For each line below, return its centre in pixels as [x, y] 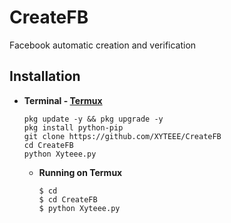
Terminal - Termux [63, 100]
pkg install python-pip [73, 127]
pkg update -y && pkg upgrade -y [93, 119]
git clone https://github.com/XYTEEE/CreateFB [122, 136]
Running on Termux [80, 172]
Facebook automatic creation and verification [103, 45]
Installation [45, 76]
